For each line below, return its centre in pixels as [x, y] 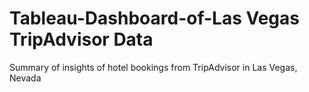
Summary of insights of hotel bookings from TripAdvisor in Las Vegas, [153, 67]
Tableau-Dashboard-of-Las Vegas [154, 18]
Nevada [25, 78]
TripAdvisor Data [81, 39]
